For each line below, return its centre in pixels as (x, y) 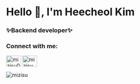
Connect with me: (32, 46)
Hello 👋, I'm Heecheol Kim (71, 12)
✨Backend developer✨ (39, 31)
